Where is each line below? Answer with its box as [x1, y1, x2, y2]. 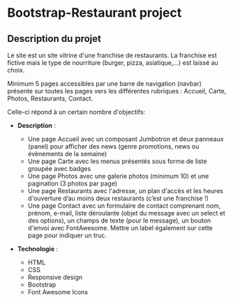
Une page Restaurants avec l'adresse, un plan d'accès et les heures [27, 187, 223, 195]
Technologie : [17, 245, 58, 252]
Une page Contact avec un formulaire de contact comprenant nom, [27, 202, 221, 210]
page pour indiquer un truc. [27, 232, 107, 239]
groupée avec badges [27, 165, 91, 172]
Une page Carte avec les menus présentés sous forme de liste [27, 157, 207, 165]
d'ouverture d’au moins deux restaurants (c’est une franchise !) [27, 194, 209, 202]
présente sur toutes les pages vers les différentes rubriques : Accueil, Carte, [7, 87, 227, 95]
